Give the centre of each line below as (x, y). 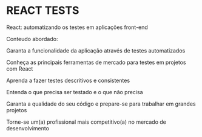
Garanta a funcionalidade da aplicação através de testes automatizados (96, 50)
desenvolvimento (28, 128)
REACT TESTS (43, 11)
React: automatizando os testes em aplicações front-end (77, 27)
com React (20, 68)
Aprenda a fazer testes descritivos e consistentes (68, 80)
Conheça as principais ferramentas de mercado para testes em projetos (96, 62)
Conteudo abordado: (32, 39)
